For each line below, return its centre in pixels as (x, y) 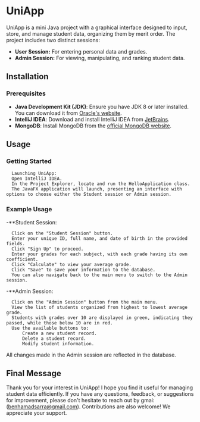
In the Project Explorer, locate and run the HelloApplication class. (101, 184)
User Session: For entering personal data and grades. (81, 51)
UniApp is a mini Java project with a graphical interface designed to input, (97, 27)
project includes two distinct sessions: (53, 40)
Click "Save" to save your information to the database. (84, 270)
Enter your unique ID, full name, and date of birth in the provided (99, 238)
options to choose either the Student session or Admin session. (89, 195)
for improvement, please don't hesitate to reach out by (73, 401)
